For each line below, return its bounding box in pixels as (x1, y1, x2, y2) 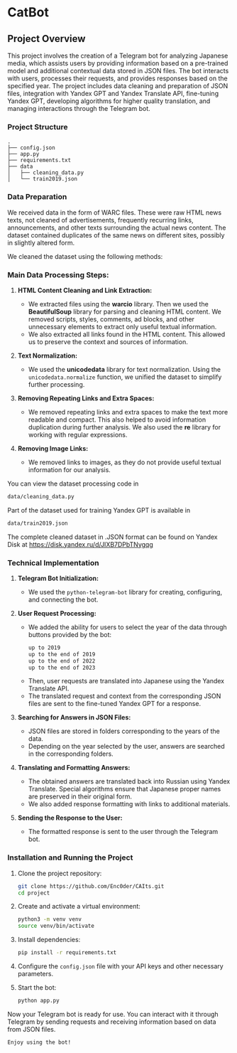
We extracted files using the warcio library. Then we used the (28, 299, 209, 308)
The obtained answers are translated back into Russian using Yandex (28, 777, 231, 786)
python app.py (17, 997, 60, 1005)
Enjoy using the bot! (7, 1039, 72, 1046)
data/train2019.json (7, 520, 69, 527)
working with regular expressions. (28, 430, 128, 439)
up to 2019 (28, 644, 61, 651)
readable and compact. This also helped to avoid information (28, 415, 206, 424)
